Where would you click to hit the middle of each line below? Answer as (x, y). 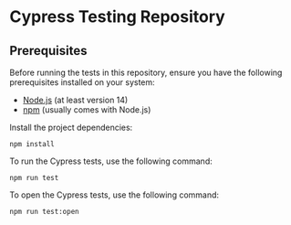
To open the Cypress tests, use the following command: (114, 195)
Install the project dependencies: (71, 127)
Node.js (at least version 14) (75, 100)
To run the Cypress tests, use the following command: (111, 161)
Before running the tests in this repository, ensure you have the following (146, 72)
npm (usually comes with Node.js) (87, 110)
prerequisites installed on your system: (82, 82)
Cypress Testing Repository (117, 17)
